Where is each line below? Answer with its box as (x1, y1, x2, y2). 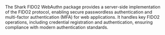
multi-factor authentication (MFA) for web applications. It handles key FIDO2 (5, 14, 160, 20)
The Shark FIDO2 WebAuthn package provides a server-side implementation (5, 4, 161, 10)
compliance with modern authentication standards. (5, 24, 108, 30)
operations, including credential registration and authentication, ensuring (5, 19, 153, 25)
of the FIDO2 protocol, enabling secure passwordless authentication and (5, 9, 153, 15)
